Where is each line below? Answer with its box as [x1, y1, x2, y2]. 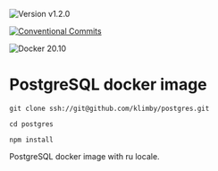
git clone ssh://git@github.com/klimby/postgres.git [9, 104, 210, 113]
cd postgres [9, 119, 54, 129]
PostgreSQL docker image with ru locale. [9, 150, 160, 161]
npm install [9, 135, 54, 144]
